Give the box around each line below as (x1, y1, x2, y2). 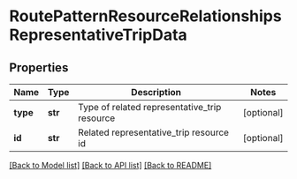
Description (131, 86, 182, 98)
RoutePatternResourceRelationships (9, 6, 282, 26)
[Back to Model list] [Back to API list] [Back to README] (9, 160, 212, 170)
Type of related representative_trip (78, 101, 222, 113)
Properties (9, 60, 69, 75)
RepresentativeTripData (9, 25, 187, 45)
